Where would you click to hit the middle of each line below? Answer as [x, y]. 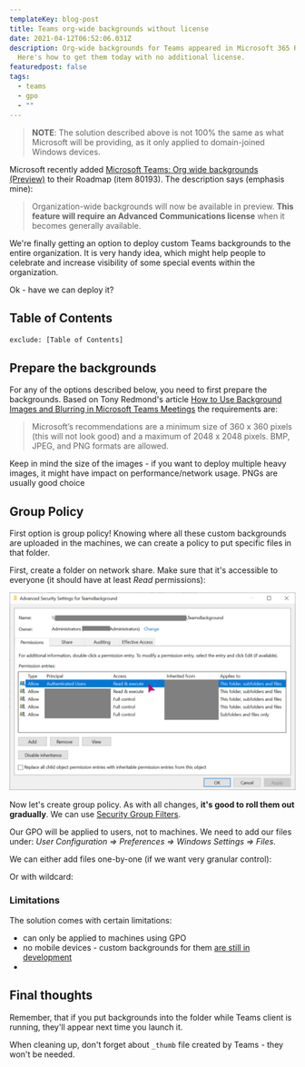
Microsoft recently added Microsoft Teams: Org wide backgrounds [134, 169]
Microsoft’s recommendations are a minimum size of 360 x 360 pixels [162, 427]
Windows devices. [66, 152]
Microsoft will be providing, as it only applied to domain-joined [148, 142]
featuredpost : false [49, 67]
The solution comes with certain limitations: [91, 920]
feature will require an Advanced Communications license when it [158, 216]
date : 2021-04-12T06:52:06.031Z [70, 38]
